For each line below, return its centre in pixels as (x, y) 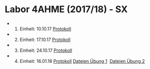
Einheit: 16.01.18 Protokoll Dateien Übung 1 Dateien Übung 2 (82, 61)
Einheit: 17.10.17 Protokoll (45, 40)
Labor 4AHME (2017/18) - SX (66, 9)
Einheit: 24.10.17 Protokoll (46, 50)
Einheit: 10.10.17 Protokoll (45, 28)
